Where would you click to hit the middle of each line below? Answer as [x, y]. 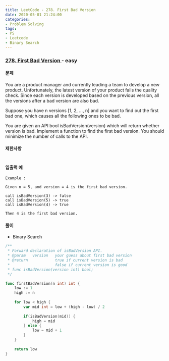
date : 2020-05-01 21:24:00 [34, 15]
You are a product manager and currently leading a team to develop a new [82, 84]
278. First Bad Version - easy [41, 60]
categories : [18, 19]
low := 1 [23, 288]
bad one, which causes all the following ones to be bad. [63, 116]
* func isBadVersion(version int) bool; [50, 270]
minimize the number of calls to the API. [47, 136]
